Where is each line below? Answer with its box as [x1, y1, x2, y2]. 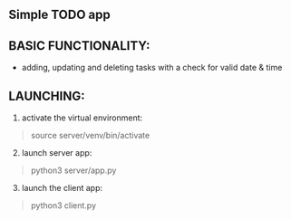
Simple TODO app [8, 7, 111, 23]
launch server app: [21, 148, 92, 158]
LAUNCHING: [8, 88, 85, 103]
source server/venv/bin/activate [30, 130, 150, 141]
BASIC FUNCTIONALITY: [8, 38, 150, 53]
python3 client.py [30, 200, 97, 211]
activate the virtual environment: [21, 112, 143, 123]
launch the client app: [21, 183, 103, 194]
